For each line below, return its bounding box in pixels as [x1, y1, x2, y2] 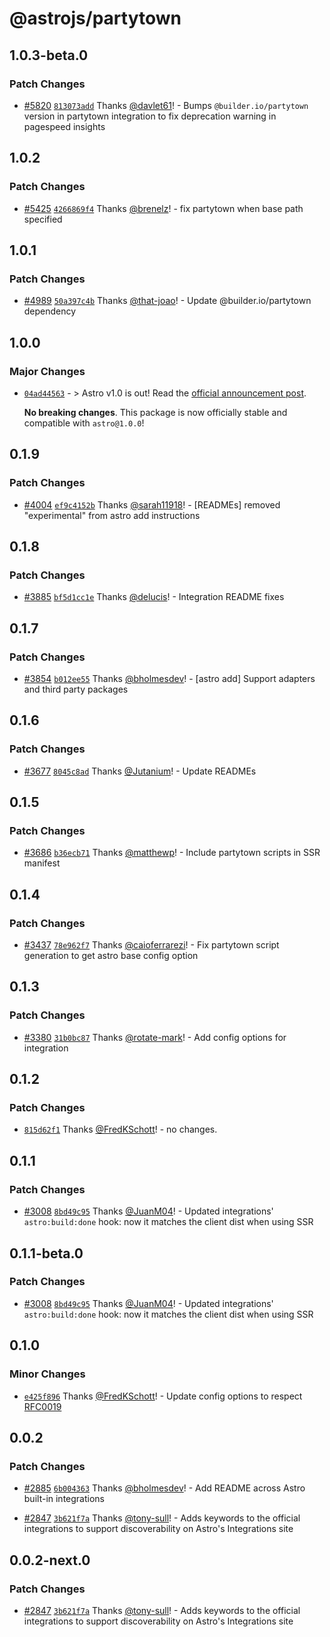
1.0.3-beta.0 [9, 47, 89, 64]
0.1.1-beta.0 [9, 1245, 84, 1262]
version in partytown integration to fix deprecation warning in [23, 110, 277, 122]
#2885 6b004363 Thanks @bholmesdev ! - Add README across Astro [23, 1482, 306, 1494]
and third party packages [23, 683, 129, 695]
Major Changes [9, 364, 86, 378]
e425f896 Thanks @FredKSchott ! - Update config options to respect [23, 1390, 303, 1402]
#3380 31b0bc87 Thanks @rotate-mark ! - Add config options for [23, 1031, 287, 1043]
